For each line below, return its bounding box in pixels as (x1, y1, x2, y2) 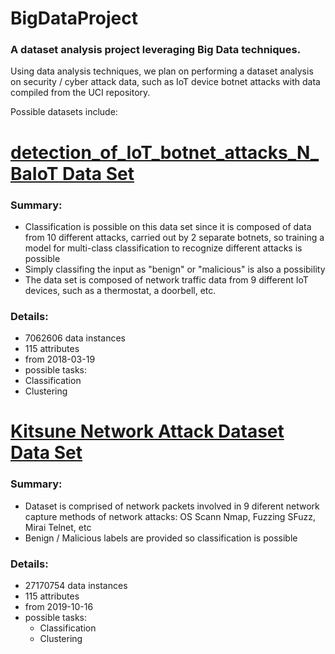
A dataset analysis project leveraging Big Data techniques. (10, 43, 302, 57)
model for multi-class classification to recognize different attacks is (24, 242, 303, 254)
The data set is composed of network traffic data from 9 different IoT (24, 273, 309, 286)
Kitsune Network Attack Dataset (10, 420, 285, 443)
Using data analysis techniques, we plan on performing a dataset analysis (10, 65, 314, 77)
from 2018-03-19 (24, 353, 96, 366)
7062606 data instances (24, 332, 126, 344)
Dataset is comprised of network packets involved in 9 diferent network (24, 500, 320, 512)
